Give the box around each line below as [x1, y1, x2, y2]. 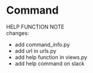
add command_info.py [14, 41, 70, 48]
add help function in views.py [14, 53, 88, 61]
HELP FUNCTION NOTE [6, 23, 64, 30]
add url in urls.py [14, 47, 57, 54]
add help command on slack [14, 60, 85, 67]
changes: [6, 29, 29, 36]
